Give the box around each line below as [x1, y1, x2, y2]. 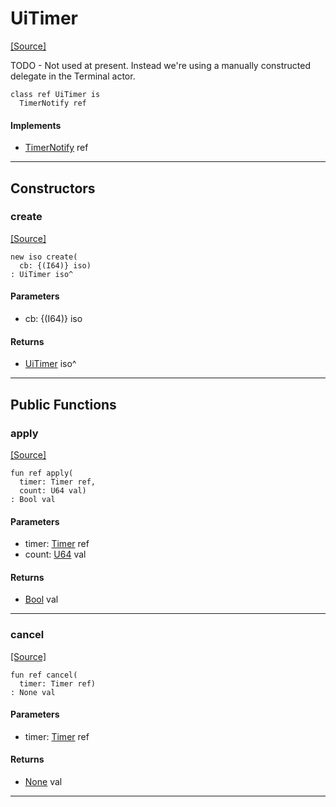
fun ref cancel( [10, 670, 78, 680]
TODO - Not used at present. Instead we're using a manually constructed [10, 59, 312, 71]
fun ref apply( [10, 468, 74, 478]
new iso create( [10, 252, 78, 262]
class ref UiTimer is [10, 89, 101, 99]
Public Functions [10, 396, 117, 413]
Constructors [10, 180, 96, 197]
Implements [10, 119, 62, 131]
